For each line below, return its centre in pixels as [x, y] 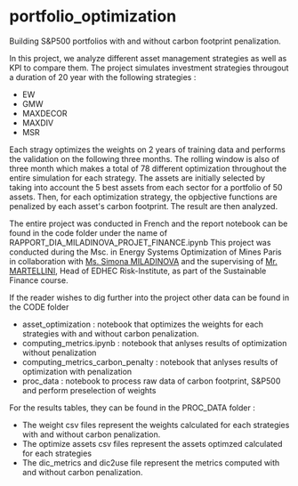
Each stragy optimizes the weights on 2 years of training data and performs [148, 150]
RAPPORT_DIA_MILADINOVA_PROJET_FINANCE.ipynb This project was [140, 242]
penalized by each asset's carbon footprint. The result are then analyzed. [144, 206]
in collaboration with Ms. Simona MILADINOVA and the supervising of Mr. [143, 261]
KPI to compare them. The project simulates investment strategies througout [149, 68]
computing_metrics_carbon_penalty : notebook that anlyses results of [150, 361]
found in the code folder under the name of [88, 232]
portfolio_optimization [93, 16]
